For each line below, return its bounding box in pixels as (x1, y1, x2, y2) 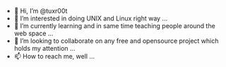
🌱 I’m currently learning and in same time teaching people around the (13, 22, 215, 30)
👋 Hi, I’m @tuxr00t (13, 7, 68, 15)
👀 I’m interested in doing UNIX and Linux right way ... (13, 14, 168, 23)
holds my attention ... (13, 44, 76, 52)
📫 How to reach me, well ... (13, 52, 95, 60)
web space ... (13, 29, 54, 37)
